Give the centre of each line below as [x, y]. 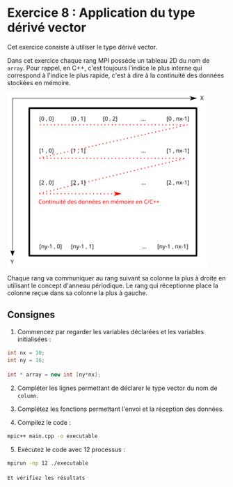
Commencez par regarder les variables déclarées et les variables [111, 331]
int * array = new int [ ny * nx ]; [54, 375]
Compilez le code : [44, 423]
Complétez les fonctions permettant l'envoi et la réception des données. [121, 409]
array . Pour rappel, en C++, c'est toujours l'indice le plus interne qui [105, 68]
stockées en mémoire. [39, 82]
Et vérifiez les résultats [46, 478]
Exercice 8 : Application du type [102, 13]
